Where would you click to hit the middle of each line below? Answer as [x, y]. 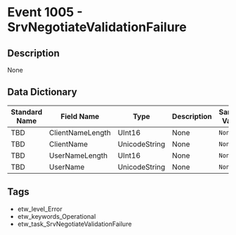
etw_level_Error [40, 209]
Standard [27, 112]
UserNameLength [78, 155]
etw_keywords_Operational [57, 216]
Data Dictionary [42, 92]
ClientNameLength [80, 132]
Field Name [80, 116]
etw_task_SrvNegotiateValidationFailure [74, 224]
